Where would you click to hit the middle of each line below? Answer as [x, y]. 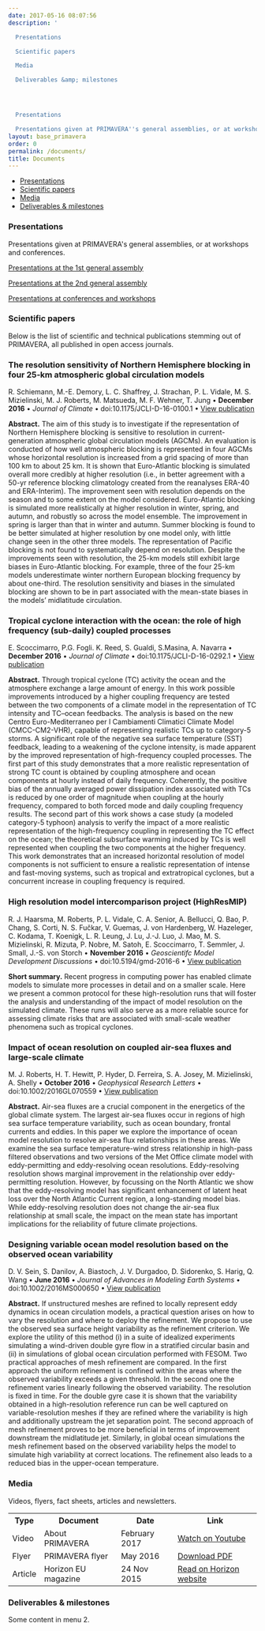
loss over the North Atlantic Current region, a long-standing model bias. [124, 1199]
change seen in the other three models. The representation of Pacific [120, 541]
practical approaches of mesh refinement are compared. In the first [118, 1362]
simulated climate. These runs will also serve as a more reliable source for [128, 1010]
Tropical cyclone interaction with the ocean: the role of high [125, 621]
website [192, 1579]
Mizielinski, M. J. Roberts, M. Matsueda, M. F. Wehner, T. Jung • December [131, 401]
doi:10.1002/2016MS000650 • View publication [84, 1288]
